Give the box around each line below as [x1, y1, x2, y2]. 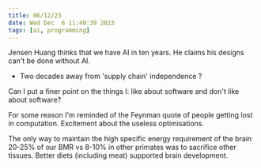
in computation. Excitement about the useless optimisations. [8, 119, 204, 129]
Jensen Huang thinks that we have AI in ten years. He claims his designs [8, 48, 244, 58]
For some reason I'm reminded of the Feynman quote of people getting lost [8, 110, 253, 120]
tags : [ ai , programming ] [8, 26, 90, 34]
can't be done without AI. [8, 56, 91, 65]
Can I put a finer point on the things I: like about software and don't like [8, 87, 240, 96]
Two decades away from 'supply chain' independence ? [19, 72, 202, 81]
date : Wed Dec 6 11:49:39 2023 [8, 19, 115, 27]
